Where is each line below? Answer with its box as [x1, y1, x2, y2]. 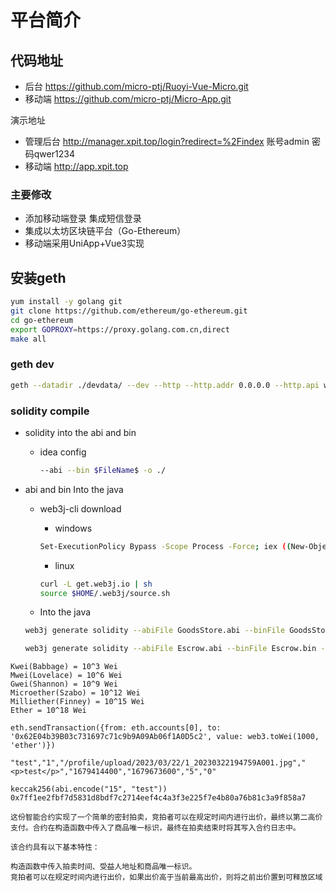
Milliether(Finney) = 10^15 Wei [10, 697, 145, 707]
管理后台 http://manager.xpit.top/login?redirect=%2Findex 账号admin [24, 136, 310, 147]
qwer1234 [33, 148, 75, 160]
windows [54, 522, 93, 534]
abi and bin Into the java [24, 483, 124, 495]
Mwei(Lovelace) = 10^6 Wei [10, 671, 123, 681]
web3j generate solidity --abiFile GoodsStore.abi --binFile [24, 626, 286, 636]
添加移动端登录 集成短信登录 [24, 212, 142, 225]
